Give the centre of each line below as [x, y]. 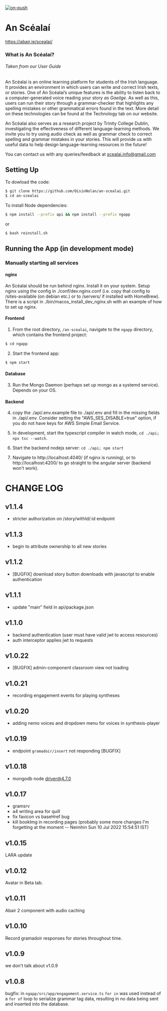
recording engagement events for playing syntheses [66, 695]
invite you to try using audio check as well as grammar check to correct [79, 134]
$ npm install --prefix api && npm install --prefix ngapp [68, 214]
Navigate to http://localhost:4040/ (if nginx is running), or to [74, 458]
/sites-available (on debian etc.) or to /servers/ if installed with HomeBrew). [83, 296]
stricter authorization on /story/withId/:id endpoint [64, 519]
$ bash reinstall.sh [27, 233]
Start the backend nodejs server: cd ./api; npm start [68, 448]
